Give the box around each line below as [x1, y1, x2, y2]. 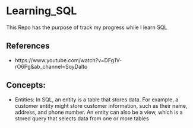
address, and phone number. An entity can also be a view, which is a [14, 108, 183, 116]
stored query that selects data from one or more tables [14, 114, 150, 122]
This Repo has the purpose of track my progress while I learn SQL [6, 24, 167, 31]
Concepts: [6, 80, 46, 90]
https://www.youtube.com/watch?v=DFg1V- [14, 56, 122, 63]
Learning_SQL [6, 4, 77, 18]
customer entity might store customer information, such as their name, [14, 102, 188, 109]
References [6, 41, 50, 51]
